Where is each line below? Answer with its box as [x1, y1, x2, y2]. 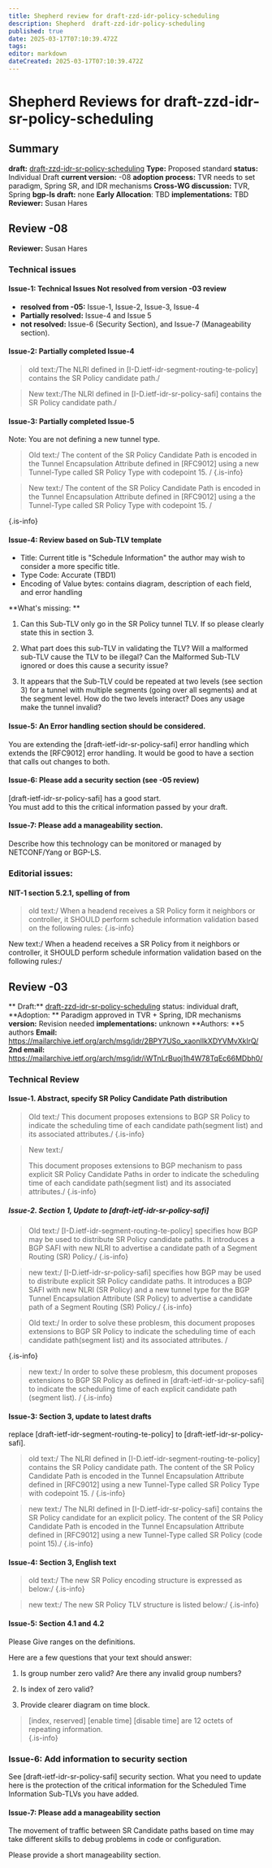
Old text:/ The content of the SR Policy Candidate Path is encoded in [28, 450, 257, 460]
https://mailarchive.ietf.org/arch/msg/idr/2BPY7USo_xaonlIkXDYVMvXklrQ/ [8, 1035, 259, 1046]
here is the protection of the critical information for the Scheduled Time [8, 1780, 247, 1790]
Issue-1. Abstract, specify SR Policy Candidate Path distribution [8, 1094, 228, 1104]
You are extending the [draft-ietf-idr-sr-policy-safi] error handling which [8, 739, 249, 749]
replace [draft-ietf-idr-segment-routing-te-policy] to [8, 1429, 183, 1439]
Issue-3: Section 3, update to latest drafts [8, 1411, 152, 1421]
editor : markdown [8, 50, 67, 58]
